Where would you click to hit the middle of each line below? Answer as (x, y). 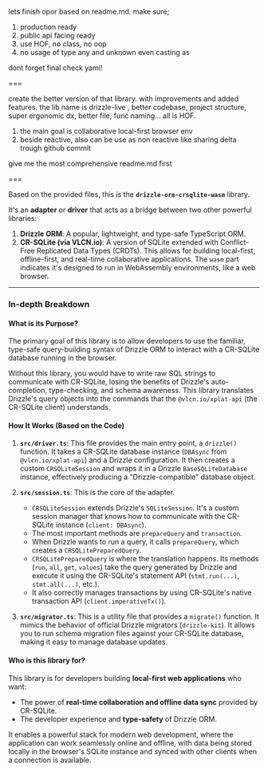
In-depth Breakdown (49, 304)
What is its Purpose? (43, 323)
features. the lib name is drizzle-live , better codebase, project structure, (128, 107)
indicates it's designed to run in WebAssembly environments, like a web (138, 267)
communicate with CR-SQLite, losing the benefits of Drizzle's (109, 382)
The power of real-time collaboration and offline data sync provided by (139, 702)
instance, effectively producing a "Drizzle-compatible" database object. (138, 477)
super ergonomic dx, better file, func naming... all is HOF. (102, 116)
